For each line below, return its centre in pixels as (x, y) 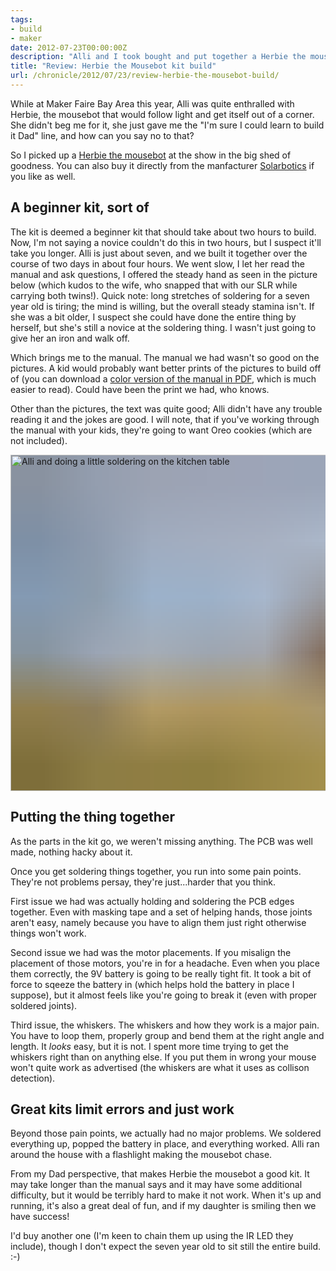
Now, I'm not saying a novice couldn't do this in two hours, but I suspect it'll (166, 242)
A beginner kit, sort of (80, 207)
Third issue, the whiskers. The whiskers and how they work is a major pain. (165, 1025)
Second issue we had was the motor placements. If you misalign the (151, 952)
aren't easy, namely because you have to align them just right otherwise (158, 922)
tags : (21, 19)
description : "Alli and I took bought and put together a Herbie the (158, 57)
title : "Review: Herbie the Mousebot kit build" (113, 66)
